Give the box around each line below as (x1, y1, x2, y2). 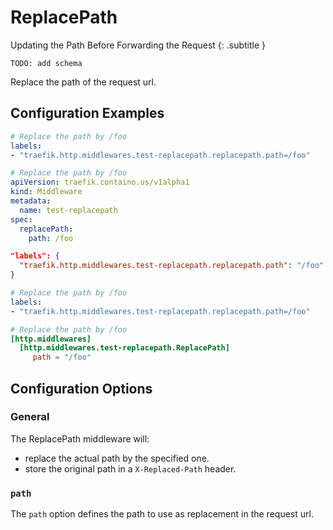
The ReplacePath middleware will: (10, 432, 150, 445)
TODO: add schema (10, 58, 83, 68)
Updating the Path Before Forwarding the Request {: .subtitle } (10, 39, 267, 51)
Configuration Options (10, 380, 153, 397)
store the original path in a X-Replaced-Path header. (24, 462, 237, 475)
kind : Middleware (10, 187, 83, 197)
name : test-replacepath (19, 205, 118, 215)
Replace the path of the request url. (10, 76, 157, 88)
